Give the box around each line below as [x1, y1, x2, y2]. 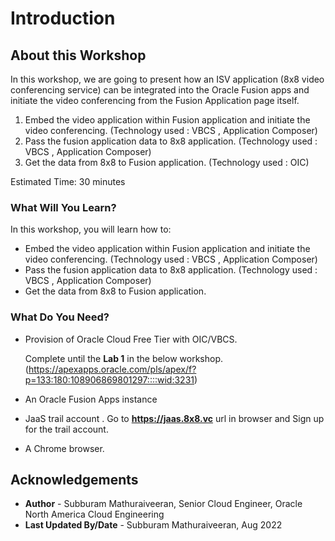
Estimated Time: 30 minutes [10, 176, 126, 187]
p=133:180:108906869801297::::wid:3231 [24, 373, 195, 386]
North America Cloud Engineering [24, 508, 165, 521]
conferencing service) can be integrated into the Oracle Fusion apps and [10, 84, 310, 96]
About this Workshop [10, 47, 147, 64]
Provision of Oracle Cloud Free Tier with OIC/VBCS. [24, 333, 238, 345]
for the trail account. [24, 423, 109, 435]
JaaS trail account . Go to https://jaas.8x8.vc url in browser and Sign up [24, 412, 325, 424]
